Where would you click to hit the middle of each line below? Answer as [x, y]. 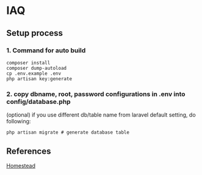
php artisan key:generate [39, 79]
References [29, 151]
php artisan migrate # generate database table [68, 132]
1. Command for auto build [46, 50]
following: [19, 122]
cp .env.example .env [34, 74]
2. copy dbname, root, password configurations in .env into [96, 94]
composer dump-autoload [37, 68]
